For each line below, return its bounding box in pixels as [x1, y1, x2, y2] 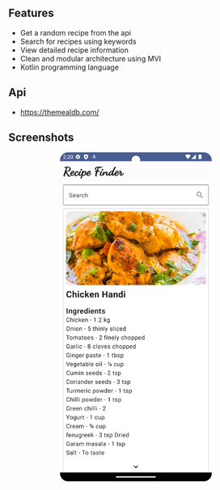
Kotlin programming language [19, 62, 120, 72]
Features [8, 6, 54, 20]
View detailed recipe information [19, 44, 129, 55]
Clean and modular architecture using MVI [19, 53, 162, 63]
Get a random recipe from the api [19, 27, 132, 37]
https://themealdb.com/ [19, 107, 99, 116]
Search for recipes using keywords [19, 36, 137, 46]
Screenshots [8, 131, 74, 145]
